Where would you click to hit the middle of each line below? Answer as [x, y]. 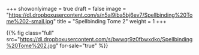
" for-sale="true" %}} [82, 45]
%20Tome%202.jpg [31, 45]
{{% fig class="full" [30, 33]
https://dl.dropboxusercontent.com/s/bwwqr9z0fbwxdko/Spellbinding [106, 39]
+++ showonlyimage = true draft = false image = [66, 9]
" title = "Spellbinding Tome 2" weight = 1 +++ [110, 21]
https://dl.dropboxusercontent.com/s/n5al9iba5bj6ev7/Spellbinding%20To [101, 15]
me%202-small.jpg [30, 21]
